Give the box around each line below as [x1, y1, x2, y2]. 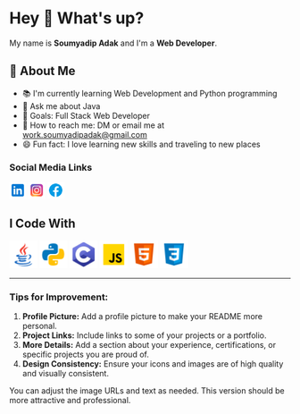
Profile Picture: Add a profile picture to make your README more [21, 311, 263, 322]
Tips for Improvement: [9, 291, 109, 303]
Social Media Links [9, 161, 93, 173]
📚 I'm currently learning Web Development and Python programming [21, 88, 278, 98]
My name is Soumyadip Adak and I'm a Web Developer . [9, 38, 217, 48]
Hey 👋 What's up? [9, 8, 145, 29]
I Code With [9, 216, 76, 232]
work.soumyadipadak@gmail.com [21, 129, 147, 139]
